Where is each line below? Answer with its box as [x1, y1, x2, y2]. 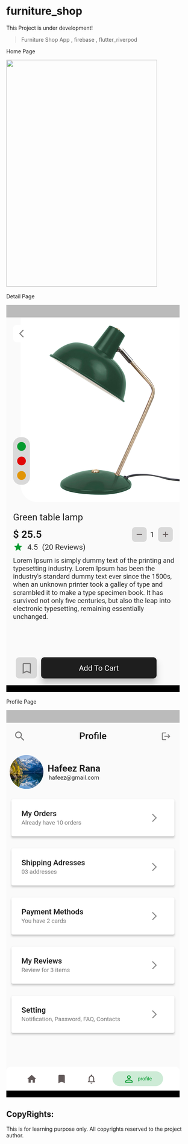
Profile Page [6, 698, 37, 705]
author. [6, 1131, 24, 1139]
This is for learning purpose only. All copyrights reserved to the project [6, 1125, 182, 1133]
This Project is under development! [6, 24, 93, 31]
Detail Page [6, 292, 35, 300]
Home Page [6, 47, 36, 55]
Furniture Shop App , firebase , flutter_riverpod [20, 36, 137, 43]
